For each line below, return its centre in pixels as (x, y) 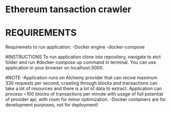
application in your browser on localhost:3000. (55, 68)
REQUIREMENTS (41, 33)
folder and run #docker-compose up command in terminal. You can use (81, 62)
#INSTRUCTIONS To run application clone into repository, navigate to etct (83, 57)
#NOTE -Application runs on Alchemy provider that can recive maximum (81, 78)
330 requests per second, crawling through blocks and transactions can (81, 83)
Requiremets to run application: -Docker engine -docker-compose (75, 47)
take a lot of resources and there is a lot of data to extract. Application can (84, 88)
